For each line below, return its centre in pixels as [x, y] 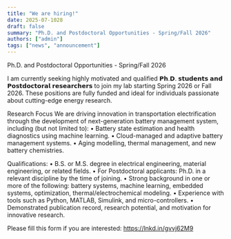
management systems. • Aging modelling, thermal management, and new [112, 143]
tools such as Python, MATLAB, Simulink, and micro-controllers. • [101, 200]
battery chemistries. [36, 150]
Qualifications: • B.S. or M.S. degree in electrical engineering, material [107, 164]
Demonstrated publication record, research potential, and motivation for [109, 208]
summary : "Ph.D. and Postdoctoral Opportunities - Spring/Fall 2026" [109, 33]
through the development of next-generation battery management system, [113, 121]
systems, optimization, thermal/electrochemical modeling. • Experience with [115, 193]
